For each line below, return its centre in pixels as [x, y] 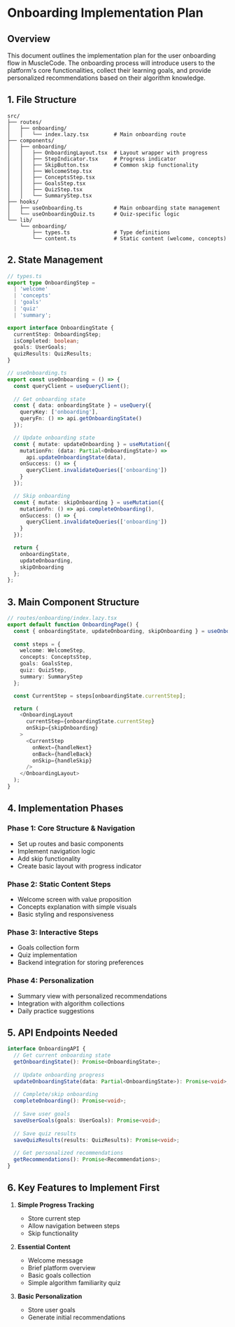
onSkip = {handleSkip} [62, 760]
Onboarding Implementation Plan [106, 13]
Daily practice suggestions [56, 1010]
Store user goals [51, 1309]
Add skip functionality [49, 859]
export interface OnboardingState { [60, 328]
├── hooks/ [23, 202]
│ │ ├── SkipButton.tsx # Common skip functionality [103, 165]
